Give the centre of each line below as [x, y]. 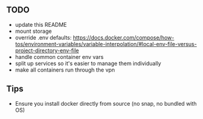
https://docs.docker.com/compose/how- [123, 37]
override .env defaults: [43, 37]
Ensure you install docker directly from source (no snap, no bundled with [106, 103]
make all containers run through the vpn [65, 70]
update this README [41, 24]
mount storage [33, 31]
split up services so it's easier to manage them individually [88, 63]
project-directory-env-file [47, 50]
